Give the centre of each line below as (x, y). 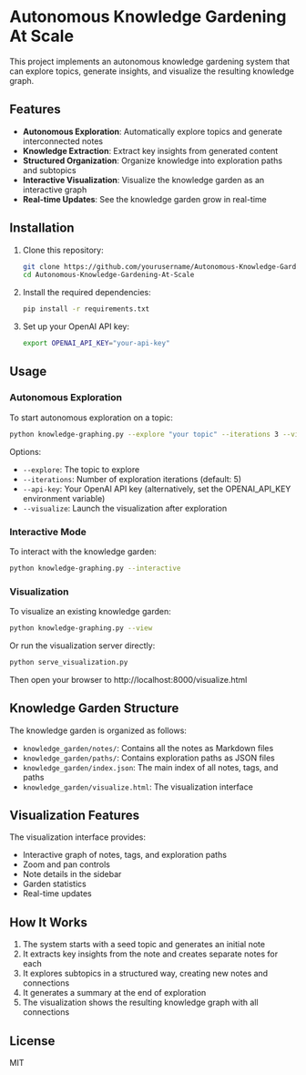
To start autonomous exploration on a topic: (91, 418)
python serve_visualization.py (69, 662)
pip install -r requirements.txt (86, 309)
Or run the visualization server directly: (82, 646)
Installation (42, 228)
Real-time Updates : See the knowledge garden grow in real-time (144, 199)
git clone (41, 266)
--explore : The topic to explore (81, 469)
